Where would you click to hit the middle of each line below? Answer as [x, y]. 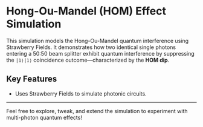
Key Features [32, 79]
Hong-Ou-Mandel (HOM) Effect [86, 11]
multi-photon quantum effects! [44, 117]
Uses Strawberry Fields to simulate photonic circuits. [81, 93]
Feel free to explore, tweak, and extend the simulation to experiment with [97, 111]
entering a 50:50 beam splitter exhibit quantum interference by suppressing [100, 53]
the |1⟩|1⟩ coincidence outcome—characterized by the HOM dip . [88, 60]
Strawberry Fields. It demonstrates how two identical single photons [91, 47]
